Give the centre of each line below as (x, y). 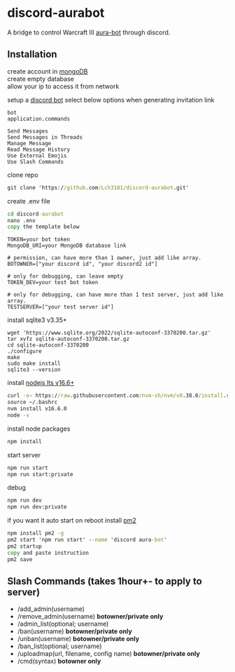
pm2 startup (24, 546)
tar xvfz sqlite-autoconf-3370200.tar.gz (69, 339)
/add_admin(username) (51, 609)
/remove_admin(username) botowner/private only (90, 617)
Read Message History (39, 149)
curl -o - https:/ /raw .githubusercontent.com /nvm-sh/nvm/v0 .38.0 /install (115, 396)
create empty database (41, 79)
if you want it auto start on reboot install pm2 (72, 520)
